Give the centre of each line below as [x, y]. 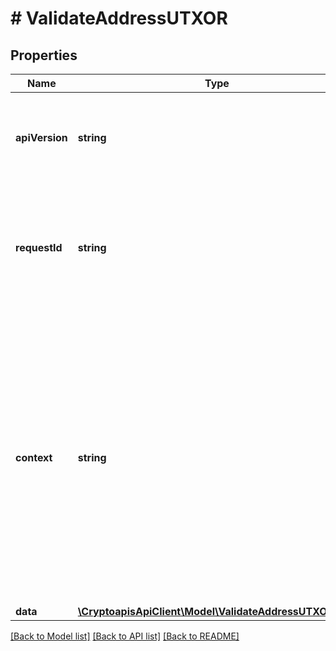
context [34, 457]
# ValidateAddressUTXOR [119, 18]
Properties [44, 55]
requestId [39, 247]
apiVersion [41, 137]
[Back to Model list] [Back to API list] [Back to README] [125, 636]
